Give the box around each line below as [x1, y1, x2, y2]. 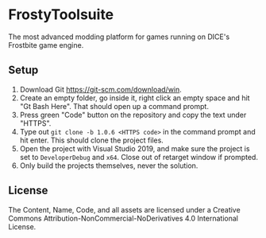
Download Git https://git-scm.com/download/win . [19, 84, 183, 94]
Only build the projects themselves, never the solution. [19, 161, 199, 170]
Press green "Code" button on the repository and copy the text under [19, 110, 247, 119]
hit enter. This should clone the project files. [19, 135, 164, 145]
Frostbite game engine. [8, 40, 84, 49]
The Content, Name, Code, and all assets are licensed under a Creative [8, 205, 241, 214]
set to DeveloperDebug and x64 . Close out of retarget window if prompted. [19, 152, 258, 162]
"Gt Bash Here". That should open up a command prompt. [19, 101, 209, 111]
